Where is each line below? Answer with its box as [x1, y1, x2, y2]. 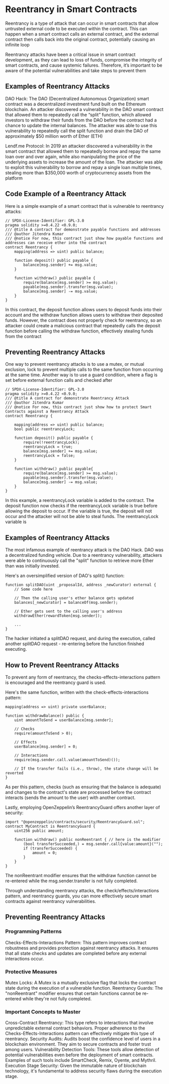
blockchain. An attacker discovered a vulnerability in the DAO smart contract [5, 106, 163, 112]
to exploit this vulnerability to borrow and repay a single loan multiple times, [5, 164, 162, 170]
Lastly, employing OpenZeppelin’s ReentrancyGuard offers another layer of [5, 805, 160, 810]
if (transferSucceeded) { [23, 846, 78, 851]
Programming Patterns [5, 928, 62, 935]
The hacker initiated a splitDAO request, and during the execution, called [5, 636, 155, 642]
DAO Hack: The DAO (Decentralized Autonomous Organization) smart [5, 95, 149, 101]
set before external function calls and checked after [5, 377, 113, 383]
